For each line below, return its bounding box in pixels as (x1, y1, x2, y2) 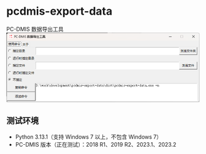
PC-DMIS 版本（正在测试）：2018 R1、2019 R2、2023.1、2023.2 (15, 141, 177, 148)
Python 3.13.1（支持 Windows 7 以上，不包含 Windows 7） (15, 133, 162, 141)
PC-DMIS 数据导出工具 (6, 25, 64, 33)
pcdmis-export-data (6, 4, 113, 18)
